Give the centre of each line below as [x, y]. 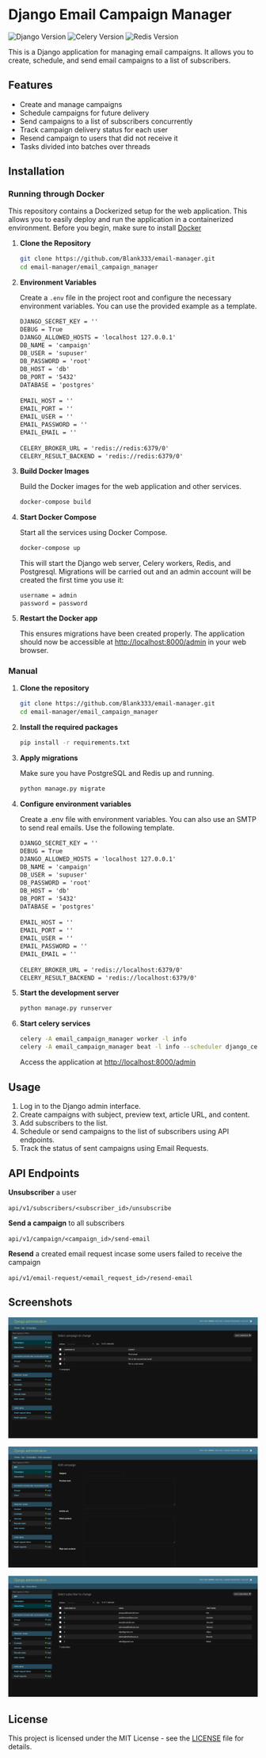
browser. [34, 650]
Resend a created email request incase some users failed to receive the [125, 1253]
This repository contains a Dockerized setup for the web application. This [128, 211]
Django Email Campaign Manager [120, 15]
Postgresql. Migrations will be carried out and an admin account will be [135, 571]
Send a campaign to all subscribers [66, 1223]
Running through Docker [57, 194]
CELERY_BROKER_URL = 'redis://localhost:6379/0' [101, 970]
